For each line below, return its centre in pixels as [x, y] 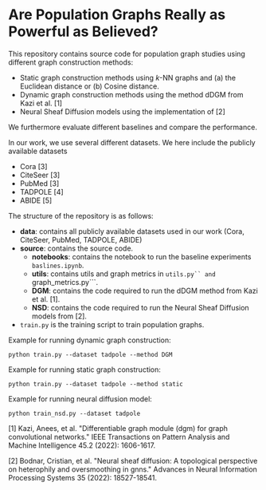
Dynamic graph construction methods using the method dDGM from [131, 94]
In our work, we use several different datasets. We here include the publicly [132, 142]
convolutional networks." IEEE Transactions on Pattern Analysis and [119, 437]
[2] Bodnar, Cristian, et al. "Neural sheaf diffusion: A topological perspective [133, 460]
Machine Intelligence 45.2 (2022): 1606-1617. [82, 445]
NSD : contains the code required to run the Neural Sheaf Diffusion [140, 307]
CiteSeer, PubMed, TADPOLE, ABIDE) [81, 239]
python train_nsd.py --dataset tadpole [74, 413]
